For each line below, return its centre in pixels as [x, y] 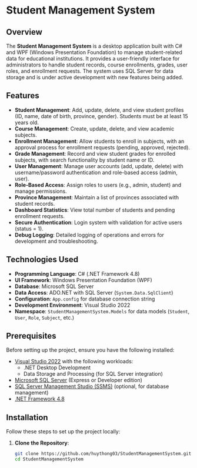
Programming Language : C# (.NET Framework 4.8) [77, 273]
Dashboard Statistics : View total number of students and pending [95, 210]
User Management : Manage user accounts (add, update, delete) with [99, 166]
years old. [27, 122]
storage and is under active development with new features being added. [95, 77]
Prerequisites [31, 336]
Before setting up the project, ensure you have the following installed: [90, 350]
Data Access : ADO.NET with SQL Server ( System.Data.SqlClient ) [94, 292]
